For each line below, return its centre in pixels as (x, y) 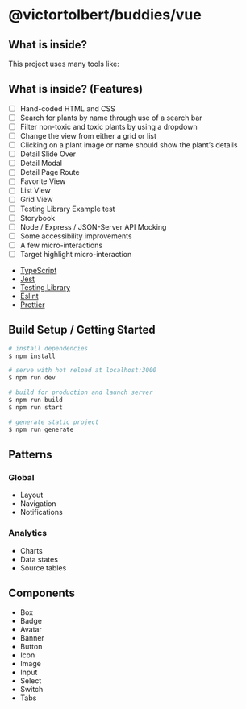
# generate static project (54, 422)
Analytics (27, 533)
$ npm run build (35, 400)
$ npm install (32, 356)
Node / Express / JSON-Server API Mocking (93, 226)
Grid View (36, 200)
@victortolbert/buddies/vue (105, 15)
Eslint (29, 296)
